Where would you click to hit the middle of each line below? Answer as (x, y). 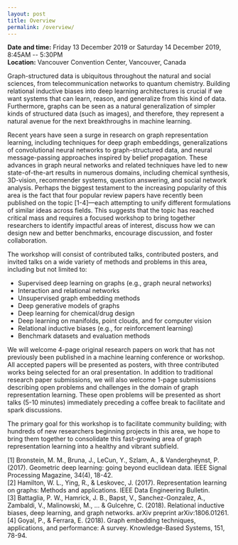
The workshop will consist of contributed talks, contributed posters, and (113, 254)
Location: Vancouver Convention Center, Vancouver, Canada (97, 62)
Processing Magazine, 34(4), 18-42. (60, 475)
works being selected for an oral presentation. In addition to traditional (110, 373)
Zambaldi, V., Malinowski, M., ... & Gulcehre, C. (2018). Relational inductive (116, 505)
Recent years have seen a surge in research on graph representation (108, 135)
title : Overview (31, 21)
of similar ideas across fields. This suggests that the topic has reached (111, 211)
